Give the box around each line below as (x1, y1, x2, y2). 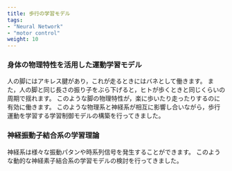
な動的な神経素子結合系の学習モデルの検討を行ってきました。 (7, 156, 183, 165)
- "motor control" (7, 29, 60, 37)
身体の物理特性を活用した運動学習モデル (7, 60, 142, 70)
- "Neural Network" (7, 23, 64, 30)
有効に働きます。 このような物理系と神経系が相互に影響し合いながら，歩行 (7, 103, 221, 111)
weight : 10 (7, 36, 39, 43)
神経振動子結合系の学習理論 (7, 131, 100, 141)
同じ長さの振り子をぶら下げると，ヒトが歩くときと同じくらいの (43, 86, 226, 94)
